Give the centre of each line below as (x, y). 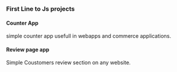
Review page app (28, 50)
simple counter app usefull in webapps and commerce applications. (89, 36)
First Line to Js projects (41, 9)
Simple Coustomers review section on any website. (69, 63)
